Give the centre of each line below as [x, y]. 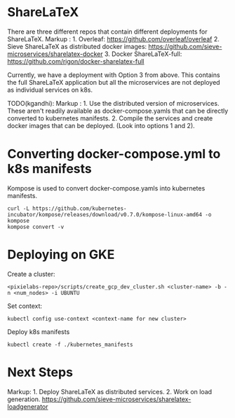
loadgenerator [28, 406]
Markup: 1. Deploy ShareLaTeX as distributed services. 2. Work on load [110, 391]
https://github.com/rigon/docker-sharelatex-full [76, 61]
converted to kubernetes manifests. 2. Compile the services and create [110, 118]
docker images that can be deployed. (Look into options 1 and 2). [101, 125]
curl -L [19, 208]
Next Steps [40, 372]
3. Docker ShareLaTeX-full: [143, 54]
